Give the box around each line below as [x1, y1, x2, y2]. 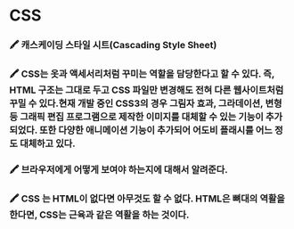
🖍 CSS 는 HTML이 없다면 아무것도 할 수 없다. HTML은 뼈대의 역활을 [9, 192, 285, 205]
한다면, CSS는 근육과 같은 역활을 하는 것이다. [9, 209, 190, 221]
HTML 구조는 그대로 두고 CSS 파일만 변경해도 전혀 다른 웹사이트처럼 [9, 84, 284, 96]
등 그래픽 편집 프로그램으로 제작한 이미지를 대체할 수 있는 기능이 [9, 110, 265, 123]
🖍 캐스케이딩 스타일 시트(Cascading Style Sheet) [9, 39, 217, 52]
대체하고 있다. [19, 137, 76, 150]
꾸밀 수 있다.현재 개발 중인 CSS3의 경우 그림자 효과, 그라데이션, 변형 [9, 97, 282, 110]
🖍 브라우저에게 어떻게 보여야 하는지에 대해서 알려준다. [9, 163, 229, 176]
